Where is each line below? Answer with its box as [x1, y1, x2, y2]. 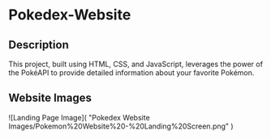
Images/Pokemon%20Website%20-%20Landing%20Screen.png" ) [8, 121, 234, 131]
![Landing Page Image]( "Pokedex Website [8, 112, 150, 122]
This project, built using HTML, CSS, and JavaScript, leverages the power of [8, 59, 264, 69]
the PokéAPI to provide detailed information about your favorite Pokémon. [8, 68, 255, 78]
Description [8, 38, 69, 52]
